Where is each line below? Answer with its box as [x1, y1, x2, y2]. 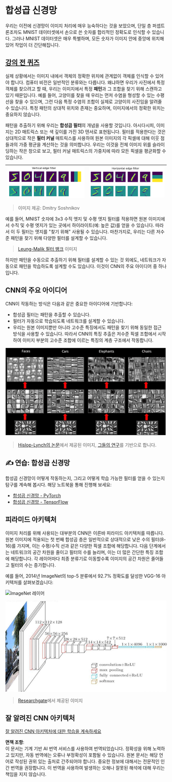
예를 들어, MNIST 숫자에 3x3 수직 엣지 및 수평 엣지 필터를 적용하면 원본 [5, 216, 147, 222]
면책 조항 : [5, 739, 25, 746]
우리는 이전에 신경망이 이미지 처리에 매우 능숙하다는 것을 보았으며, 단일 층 [5, 23, 152, 29]
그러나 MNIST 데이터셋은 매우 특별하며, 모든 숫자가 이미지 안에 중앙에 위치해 [12, 35, 164, 42]
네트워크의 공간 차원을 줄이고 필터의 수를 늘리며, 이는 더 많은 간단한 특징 [10, 549, 154, 555]
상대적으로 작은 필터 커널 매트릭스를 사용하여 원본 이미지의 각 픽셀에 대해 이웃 [5, 135, 160, 141]
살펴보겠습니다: [23, 579, 54, 585]
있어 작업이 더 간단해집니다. [5, 42, 60, 48]
